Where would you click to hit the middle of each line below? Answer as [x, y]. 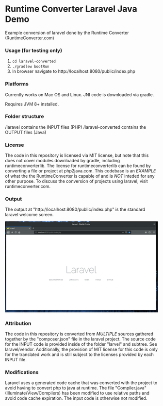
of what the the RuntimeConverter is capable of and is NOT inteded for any [80, 176]
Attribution [18, 323]
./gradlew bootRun [31, 67]
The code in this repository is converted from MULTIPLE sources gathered [79, 334]
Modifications [22, 372]
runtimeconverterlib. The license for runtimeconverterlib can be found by [78, 166]
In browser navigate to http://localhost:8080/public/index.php [74, 71]
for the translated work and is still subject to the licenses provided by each [80, 354]
